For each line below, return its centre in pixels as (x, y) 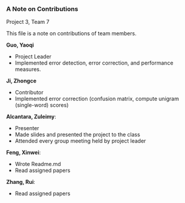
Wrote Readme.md (38, 164)
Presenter (27, 128)
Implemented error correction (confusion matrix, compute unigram (97, 99)
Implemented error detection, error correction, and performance (94, 63)
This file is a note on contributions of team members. (71, 33)
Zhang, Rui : (21, 182)
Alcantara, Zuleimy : (31, 117)
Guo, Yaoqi (20, 45)
